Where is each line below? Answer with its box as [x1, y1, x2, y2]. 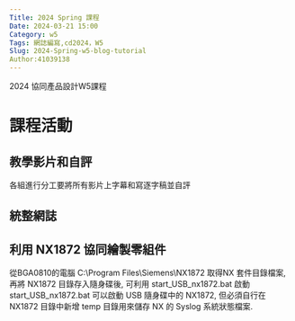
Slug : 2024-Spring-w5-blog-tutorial [9, 47, 147, 56]
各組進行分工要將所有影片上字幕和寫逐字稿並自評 [9, 180, 191, 190]
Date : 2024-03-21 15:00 [9, 22, 99, 31]
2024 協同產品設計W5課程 [9, 81, 107, 91]
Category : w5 [9, 30, 58, 39]
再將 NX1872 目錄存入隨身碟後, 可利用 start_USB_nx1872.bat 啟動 [9, 279, 250, 290]
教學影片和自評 [9, 154, 93, 169]
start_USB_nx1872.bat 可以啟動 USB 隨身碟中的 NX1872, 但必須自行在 [9, 290, 267, 301]
